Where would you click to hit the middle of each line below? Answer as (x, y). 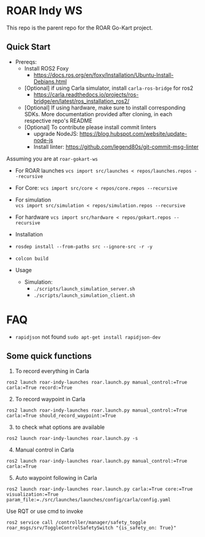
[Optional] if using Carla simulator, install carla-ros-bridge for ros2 (109, 88)
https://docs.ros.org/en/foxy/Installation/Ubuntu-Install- (104, 75)
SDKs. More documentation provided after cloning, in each (98, 114)
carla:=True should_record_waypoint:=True (61, 415)
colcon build (32, 259)
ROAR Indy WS (44, 11)
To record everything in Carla (52, 371)
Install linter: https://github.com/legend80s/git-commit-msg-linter (116, 147)
